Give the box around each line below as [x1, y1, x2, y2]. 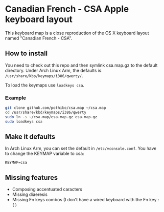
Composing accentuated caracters [12, 187, 82, 192]
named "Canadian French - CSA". [5, 35, 72, 41]
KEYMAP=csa [5, 160, 27, 165]
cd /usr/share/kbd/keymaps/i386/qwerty [5, 110, 87, 115]
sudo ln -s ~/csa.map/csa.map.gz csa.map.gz [5, 114, 97, 119]
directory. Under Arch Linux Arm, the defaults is [5, 67, 102, 73]
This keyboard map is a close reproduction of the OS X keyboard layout [5, 30, 149, 36]
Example [5, 94, 26, 101]
